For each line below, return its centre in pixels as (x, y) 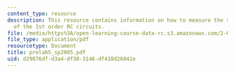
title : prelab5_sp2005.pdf (47, 53)
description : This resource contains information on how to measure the (115, 20)
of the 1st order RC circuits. (59, 26)
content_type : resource (42, 14)
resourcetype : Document (42, 46)
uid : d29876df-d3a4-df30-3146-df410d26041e (72, 59)
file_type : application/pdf (48, 40)
